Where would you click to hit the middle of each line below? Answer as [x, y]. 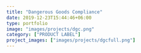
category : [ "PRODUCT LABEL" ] [44, 35]
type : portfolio [27, 23]
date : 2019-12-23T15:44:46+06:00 [49, 18]
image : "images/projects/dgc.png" [51, 29]
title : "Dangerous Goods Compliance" [55, 12]
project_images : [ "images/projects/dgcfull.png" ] [71, 40]
